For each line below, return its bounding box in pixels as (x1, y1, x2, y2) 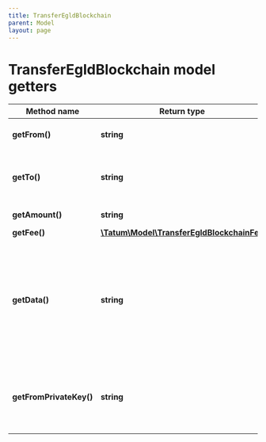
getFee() (12, 227, 46, 238)
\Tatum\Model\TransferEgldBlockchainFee (100, 227, 264, 238)
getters (8, 77, 58, 95)
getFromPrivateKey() (12, 391, 93, 402)
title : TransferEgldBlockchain (8, 11, 112, 20)
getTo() (12, 172, 41, 183)
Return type (159, 106, 206, 117)
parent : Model (8, 19, 55, 27)
